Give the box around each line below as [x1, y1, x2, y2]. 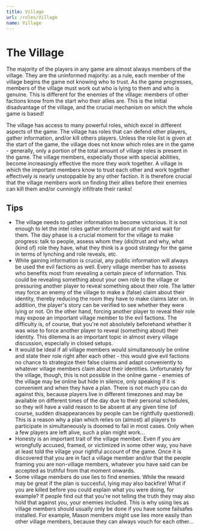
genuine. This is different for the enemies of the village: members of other [6, 91, 189, 98]
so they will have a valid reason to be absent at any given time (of [14, 403, 177, 411]
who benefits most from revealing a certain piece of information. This [14, 270, 187, 277]
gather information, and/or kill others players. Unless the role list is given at [6, 134, 192, 141]
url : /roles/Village [6, 14, 58, 20]
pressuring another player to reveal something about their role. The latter [14, 282, 195, 289]
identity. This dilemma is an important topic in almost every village [14, 333, 179, 340]
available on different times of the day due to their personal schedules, [14, 397, 190, 405]
